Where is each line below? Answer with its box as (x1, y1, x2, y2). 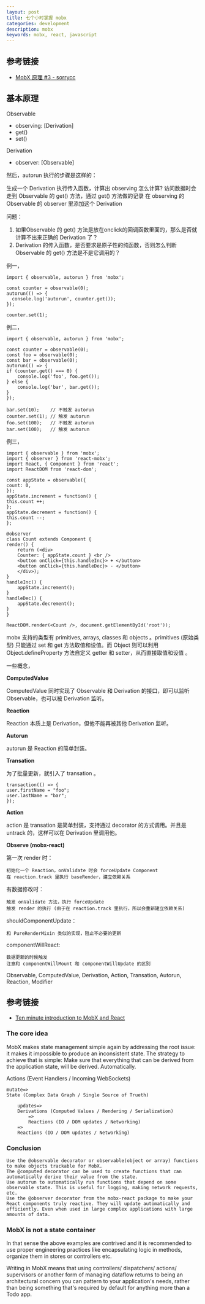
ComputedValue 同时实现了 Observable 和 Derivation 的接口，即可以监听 (6, 687, 190, 694)
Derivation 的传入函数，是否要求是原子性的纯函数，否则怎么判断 (15, 241, 177, 249)
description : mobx (6, 26, 53, 33)
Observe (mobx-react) (6, 841, 65, 848)
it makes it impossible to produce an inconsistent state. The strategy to (6, 1050, 185, 1057)
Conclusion (6, 1144, 42, 1152)
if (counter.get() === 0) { (6, 368, 78, 374)
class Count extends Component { (6, 536, 92, 542)
